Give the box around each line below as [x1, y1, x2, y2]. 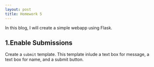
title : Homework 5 [5, 12, 42, 16]
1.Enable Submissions [5, 39, 73, 47]
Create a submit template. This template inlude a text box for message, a [5, 52, 149, 57]
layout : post [5, 7, 31, 12]
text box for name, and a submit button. [5, 56, 84, 63]
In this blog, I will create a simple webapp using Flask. [5, 25, 112, 30]
